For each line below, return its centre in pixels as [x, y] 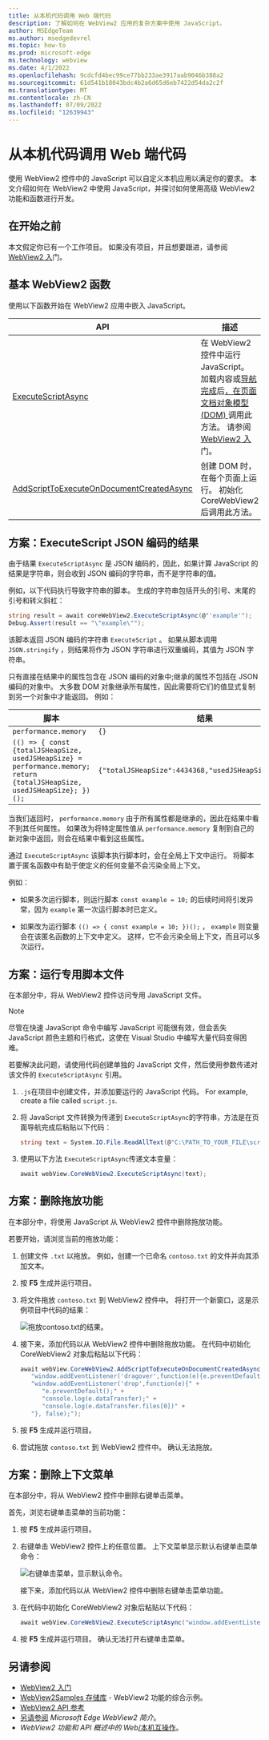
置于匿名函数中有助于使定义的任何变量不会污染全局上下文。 [106, 865]
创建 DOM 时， [229, 465]
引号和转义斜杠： [36, 601]
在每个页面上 [225, 477]
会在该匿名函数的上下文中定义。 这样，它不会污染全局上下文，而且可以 [137, 936]
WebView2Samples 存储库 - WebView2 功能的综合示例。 [113, 1698]
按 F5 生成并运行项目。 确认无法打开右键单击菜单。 [104, 1639]
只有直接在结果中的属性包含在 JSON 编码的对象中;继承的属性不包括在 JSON [133, 677]
